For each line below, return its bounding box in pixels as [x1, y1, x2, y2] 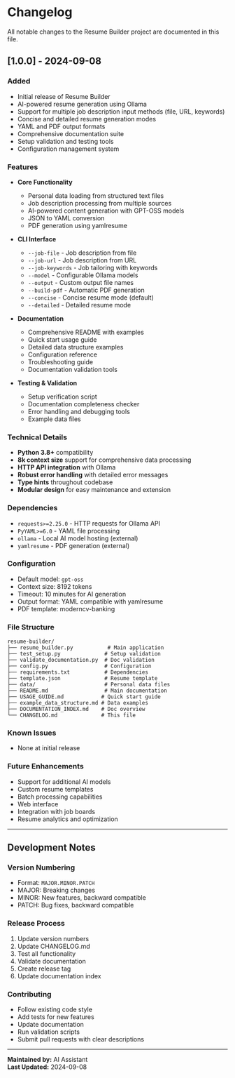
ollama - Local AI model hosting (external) [17, 534, 138, 543]
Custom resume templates [17, 785, 94, 793]
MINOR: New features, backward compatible [17, 893, 147, 902]
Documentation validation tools [27, 365, 117, 373]
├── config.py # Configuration [7, 663, 152, 670]
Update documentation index [17, 971, 101, 980]
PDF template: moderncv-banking [17, 604, 115, 613]
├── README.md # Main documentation [7, 687, 168, 695]
